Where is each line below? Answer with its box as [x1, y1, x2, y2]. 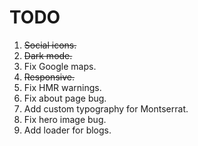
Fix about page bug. [23, 92, 107, 104]
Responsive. [23, 71, 75, 83]
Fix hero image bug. [23, 113, 107, 125]
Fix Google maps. [23, 60, 97, 72]
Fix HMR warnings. [23, 81, 102, 93]
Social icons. [23, 39, 77, 51]
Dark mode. [23, 49, 73, 61]
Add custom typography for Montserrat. [23, 102, 189, 115]
